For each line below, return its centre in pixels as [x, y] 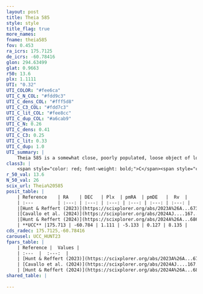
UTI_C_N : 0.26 [24, 124]
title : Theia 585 [28, 18]
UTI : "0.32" [21, 85]
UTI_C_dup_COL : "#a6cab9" [39, 118]
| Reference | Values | [48, 248]
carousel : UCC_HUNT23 [34, 236]
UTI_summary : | [25, 152]
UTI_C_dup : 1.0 [25, 146]
